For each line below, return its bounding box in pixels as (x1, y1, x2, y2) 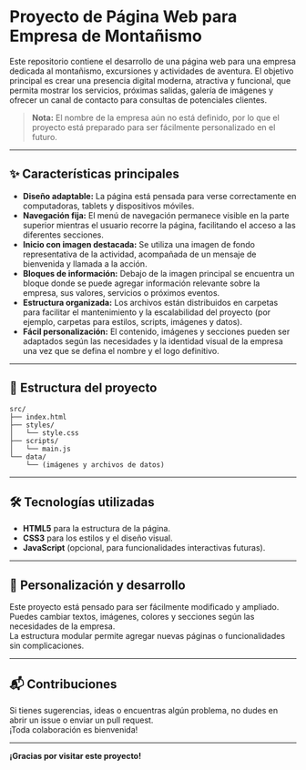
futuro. (31, 131, 57, 142)
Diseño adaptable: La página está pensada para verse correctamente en (22, 190, 297, 201)
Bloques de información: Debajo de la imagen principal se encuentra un (22, 268, 295, 279)
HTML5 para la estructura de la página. (22, 523, 171, 534)
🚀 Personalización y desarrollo (9, 577, 186, 593)
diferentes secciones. (22, 229, 105, 240)
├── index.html (9, 412, 67, 421)
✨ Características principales (9, 167, 180, 182)
